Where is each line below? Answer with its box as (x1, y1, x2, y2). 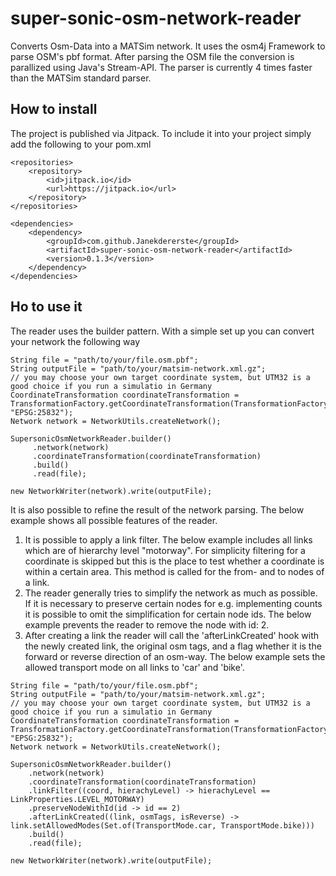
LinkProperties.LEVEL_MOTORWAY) (10, 794, 145, 804)
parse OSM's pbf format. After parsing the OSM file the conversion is (10, 50, 295, 62)
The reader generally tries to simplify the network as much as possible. (24, 587, 318, 599)
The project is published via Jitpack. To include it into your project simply (10, 127, 312, 139)
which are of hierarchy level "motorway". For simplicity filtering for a (24, 544, 306, 556)
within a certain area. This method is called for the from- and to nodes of (24, 565, 325, 577)
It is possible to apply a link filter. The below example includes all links (24, 533, 313, 546)
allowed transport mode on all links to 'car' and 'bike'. (24, 661, 245, 673)
